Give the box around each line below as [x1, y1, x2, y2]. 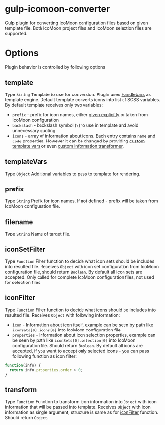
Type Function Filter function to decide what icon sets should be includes [5, 258, 155, 264]
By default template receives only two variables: [5, 102, 103, 108]
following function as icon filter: [12, 353, 77, 359]
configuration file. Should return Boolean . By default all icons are [12, 342, 143, 348]
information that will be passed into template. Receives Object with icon [5, 404, 151, 410]
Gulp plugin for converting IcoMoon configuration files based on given [5, 20, 148, 26]
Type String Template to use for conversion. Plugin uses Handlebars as [5, 92, 151, 97]
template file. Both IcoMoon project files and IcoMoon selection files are [5, 25, 152, 31]
